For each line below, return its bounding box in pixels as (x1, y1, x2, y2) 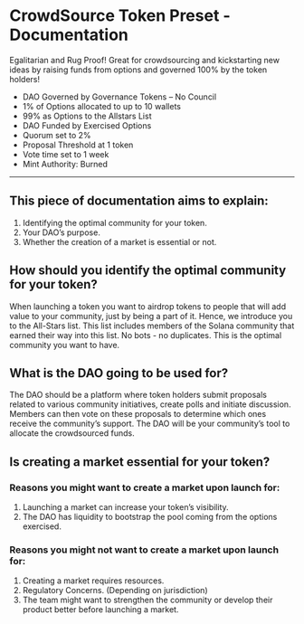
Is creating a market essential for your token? (9, 454, 271, 469)
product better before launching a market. (22, 604, 179, 615)
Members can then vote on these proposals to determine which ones (9, 409, 267, 420)
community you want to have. (9, 339, 120, 350)
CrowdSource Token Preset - (9, 5, 231, 26)
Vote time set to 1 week (22, 148, 109, 159)
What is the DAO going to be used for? (9, 365, 229, 381)
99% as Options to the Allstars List (22, 110, 152, 121)
